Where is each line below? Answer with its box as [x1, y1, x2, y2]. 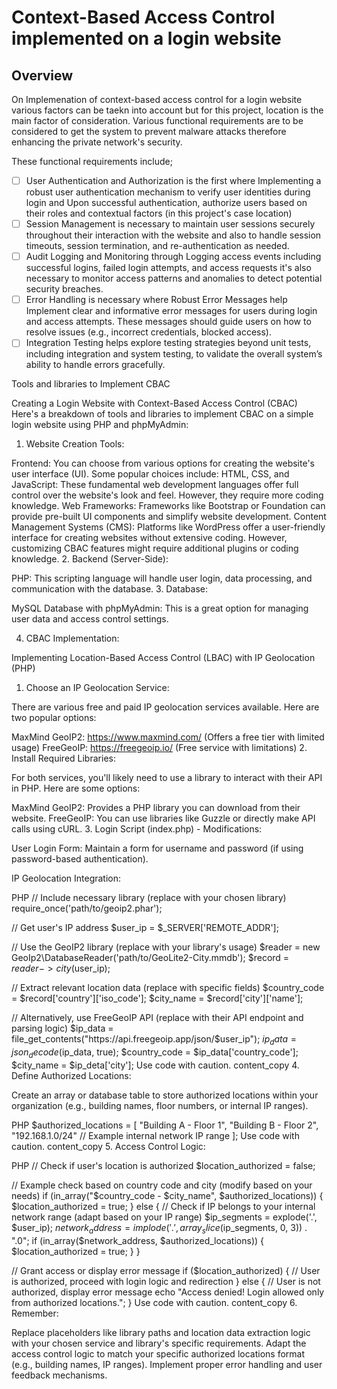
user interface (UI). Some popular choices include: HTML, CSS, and [11, 468, 290, 480]
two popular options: [11, 712, 97, 724]
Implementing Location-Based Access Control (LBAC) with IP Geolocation [11, 652, 316, 664]
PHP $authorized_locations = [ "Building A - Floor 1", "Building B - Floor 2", [11, 1119, 319, 1131]
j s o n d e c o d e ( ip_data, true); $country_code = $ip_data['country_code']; [11, 1046, 299, 1060]
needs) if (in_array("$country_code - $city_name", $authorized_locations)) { [11, 1189, 324, 1201]
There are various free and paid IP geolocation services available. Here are [11, 701, 320, 713]
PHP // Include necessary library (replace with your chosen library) [11, 892, 287, 904]
